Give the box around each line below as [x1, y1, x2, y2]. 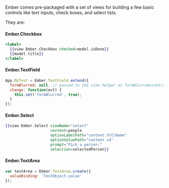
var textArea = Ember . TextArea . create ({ [5, 168, 92, 174]
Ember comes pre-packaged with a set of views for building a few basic [5, 5, 154, 10]
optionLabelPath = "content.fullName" [50, 133, 127, 138]
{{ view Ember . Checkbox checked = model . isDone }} [10, 47, 109, 52]
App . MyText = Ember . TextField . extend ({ [5, 78, 89, 83]
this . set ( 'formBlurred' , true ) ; [14, 92, 82, 97]
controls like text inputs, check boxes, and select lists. [5, 10, 117, 16]
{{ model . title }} [10, 51, 44, 56]
